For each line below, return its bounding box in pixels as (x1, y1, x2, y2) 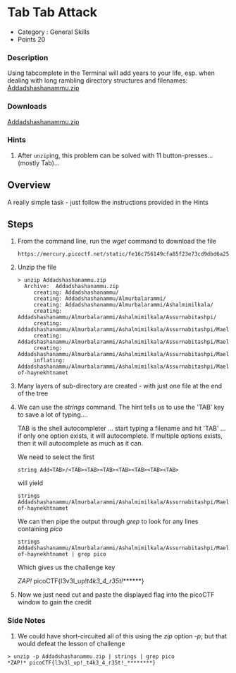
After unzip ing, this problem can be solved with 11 (17, 151, 162, 160)
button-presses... (163, 151, 213, 160)
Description (7, 52, 49, 62)
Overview (7, 179, 51, 191)
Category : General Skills (17, 28, 90, 36)
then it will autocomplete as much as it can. (17, 439, 144, 448)
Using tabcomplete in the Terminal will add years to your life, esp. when (7, 69, 215, 78)
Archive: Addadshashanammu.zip (24, 283, 119, 290)
